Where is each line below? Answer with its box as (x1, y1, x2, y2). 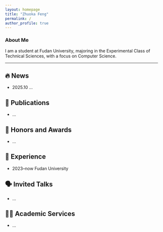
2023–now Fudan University (12, 165, 69, 171)
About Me (5, 37, 29, 44)
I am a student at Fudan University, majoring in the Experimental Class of (5, 48, 150, 54)
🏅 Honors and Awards (5, 125, 72, 134)
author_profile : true (5, 20, 49, 26)
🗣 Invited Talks (5, 180, 53, 189)
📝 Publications (5, 98, 49, 107)
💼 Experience (5, 153, 46, 161)
